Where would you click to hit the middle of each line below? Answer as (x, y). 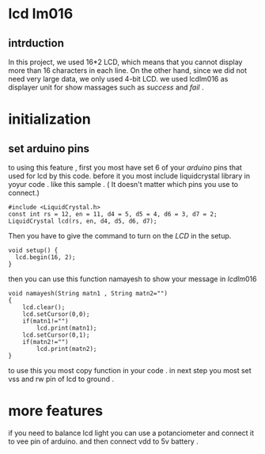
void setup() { (33, 250)
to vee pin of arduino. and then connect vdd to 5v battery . (104, 441)
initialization (49, 119)
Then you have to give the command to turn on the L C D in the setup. (120, 236)
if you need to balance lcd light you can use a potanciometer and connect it (131, 433)
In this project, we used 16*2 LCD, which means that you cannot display (125, 62)
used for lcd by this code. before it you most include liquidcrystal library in (129, 176)
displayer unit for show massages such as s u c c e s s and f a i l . (106, 87)
